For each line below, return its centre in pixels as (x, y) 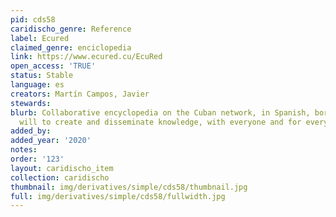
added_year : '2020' (51, 141)
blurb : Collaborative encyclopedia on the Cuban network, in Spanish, (160, 112)
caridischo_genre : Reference (71, 29)
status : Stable (42, 76)
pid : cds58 (33, 19)
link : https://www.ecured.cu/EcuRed (86, 57)
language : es (37, 85)
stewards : (31, 103)
